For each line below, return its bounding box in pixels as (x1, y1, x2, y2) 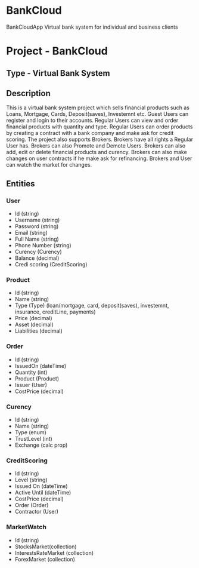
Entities (6, 179, 35, 189)
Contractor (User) (14, 508, 58, 515)
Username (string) (14, 216, 60, 224)
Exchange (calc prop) (14, 441, 68, 449)
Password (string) (14, 223, 59, 230)
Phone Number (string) (14, 242, 71, 249)
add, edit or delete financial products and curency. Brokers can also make (6, 149, 188, 156)
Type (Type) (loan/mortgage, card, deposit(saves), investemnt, (14, 302, 169, 309)
